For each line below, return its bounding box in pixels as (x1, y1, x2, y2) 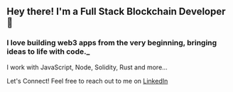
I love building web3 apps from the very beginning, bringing (6, 38, 217, 48)
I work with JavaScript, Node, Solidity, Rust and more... (6, 63, 168, 71)
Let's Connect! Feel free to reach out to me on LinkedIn (6, 76, 168, 85)
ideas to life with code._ (6, 47, 90, 57)
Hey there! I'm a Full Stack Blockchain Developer (6, 6, 226, 18)
